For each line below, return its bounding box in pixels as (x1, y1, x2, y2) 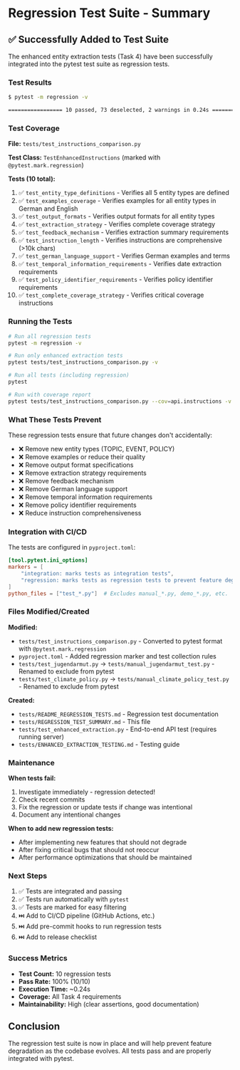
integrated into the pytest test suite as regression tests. (8, 60, 170, 68)
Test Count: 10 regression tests (18, 970, 111, 978)
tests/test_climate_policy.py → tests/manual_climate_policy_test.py (18, 674, 230, 683)
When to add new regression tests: (8, 824, 114, 833)
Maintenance (8, 757, 56, 767)
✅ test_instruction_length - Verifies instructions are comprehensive (18, 236, 223, 245)
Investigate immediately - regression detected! (18, 788, 156, 797)
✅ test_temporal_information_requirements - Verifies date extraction (18, 260, 222, 268)
